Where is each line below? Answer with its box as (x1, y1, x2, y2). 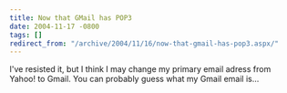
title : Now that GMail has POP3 (9, 13, 132, 23)
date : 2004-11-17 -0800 (9, 22, 100, 31)
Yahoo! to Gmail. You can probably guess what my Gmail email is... (9, 74, 260, 85)
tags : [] (9, 30, 43, 39)
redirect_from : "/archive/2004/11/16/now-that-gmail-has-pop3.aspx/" (9, 38, 280, 48)
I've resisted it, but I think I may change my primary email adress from (9, 64, 272, 75)
